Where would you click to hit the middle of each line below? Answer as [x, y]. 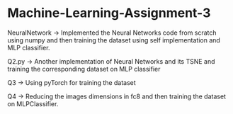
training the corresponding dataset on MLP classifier [84, 69]
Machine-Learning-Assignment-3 [109, 13]
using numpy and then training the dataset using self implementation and [114, 40]
